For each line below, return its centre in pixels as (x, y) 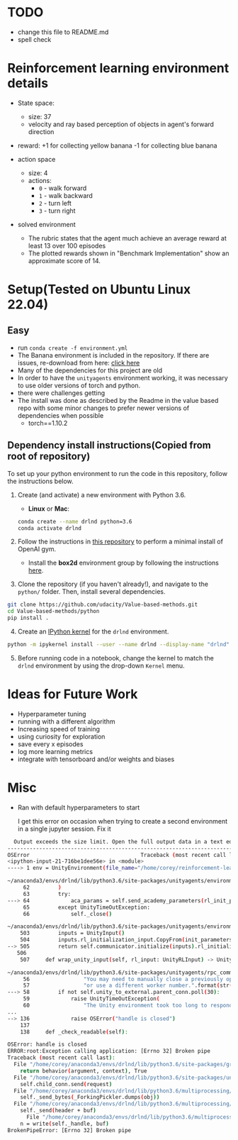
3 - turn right (57, 211)
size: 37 (40, 116)
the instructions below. (40, 481)
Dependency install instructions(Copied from (109, 445)
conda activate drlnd (49, 528)
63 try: (47, 894)
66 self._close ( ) (68, 914)
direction (41, 131)
